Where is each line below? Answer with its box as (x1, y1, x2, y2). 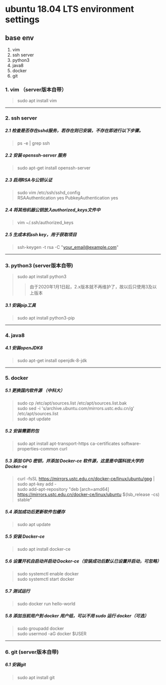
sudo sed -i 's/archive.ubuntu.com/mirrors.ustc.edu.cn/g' (17, 405, 134, 411)
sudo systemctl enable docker (17, 570, 79, 576)
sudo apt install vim (17, 98, 57, 104)
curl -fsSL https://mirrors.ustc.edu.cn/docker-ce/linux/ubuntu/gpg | (17, 476, 155, 482)
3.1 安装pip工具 (5, 302, 36, 308)
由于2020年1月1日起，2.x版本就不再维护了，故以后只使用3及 (29, 284, 153, 290)
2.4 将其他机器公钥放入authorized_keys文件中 (5, 206, 101, 213)
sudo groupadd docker (17, 625, 64, 631)
